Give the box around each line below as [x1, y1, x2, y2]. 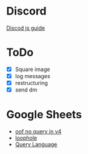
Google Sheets [6, 108, 82, 122]
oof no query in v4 [15, 128, 62, 135]
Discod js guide [6, 24, 46, 32]
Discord [6, 4, 47, 18]
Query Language [15, 141, 58, 148]
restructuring [15, 79, 49, 86]
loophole [15, 135, 38, 142]
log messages [15, 72, 50, 79]
